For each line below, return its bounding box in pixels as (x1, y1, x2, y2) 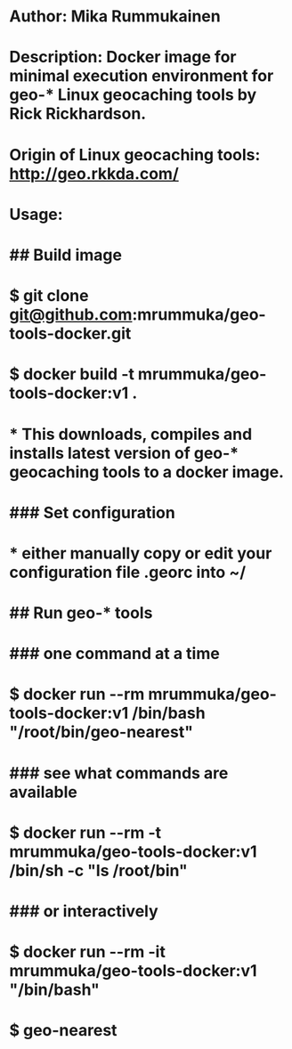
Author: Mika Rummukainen (9, 6, 221, 27)
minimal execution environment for (9, 66, 274, 86)
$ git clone (9, 286, 89, 306)
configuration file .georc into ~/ (9, 562, 247, 582)
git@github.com (9, 305, 133, 325)
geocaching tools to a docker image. (9, 461, 285, 482)
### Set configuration (9, 502, 175, 523)
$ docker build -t (9, 364, 135, 385)
